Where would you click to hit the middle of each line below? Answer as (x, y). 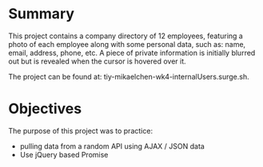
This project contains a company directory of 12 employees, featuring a (126, 36)
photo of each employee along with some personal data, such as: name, (127, 44)
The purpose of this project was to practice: (81, 130)
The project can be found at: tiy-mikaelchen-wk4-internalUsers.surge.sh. (129, 76)
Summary (41, 14)
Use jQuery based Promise (64, 154)
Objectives (45, 109)
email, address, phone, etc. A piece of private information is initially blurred (132, 52)
